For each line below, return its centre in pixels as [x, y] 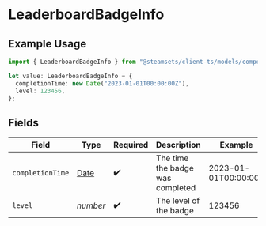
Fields [24, 123]
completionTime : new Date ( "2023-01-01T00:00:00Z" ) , [103, 83]
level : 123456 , [40, 91]
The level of [178, 201]
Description [178, 145]
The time [172, 158]
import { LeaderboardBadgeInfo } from [72, 62]
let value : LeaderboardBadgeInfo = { [70, 76]
